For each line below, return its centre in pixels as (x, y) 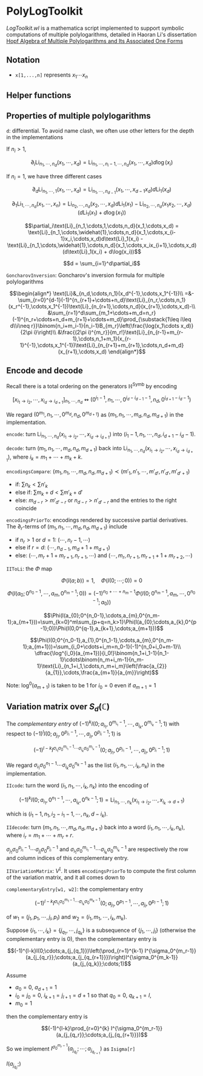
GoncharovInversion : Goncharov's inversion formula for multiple (85, 275)
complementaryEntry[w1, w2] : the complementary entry (75, 889)
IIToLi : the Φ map (29, 568)
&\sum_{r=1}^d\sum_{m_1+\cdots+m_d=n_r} (102, 313)
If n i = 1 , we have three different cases (54, 177)
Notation (23, 60)
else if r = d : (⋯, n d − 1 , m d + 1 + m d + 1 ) (62, 548)
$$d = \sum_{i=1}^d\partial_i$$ (102, 263)
